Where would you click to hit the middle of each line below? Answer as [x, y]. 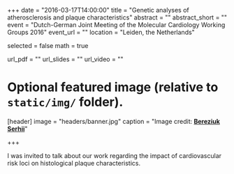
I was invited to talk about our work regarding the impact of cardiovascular [115, 155]
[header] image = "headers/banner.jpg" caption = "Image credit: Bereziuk [114, 121]
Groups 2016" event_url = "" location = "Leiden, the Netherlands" [101, 32]
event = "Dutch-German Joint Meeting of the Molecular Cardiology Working [116, 25]
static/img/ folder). [65, 102]
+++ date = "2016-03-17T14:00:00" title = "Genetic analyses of [98, 10]
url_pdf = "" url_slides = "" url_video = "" [65, 59]
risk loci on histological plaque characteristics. [74, 163]
